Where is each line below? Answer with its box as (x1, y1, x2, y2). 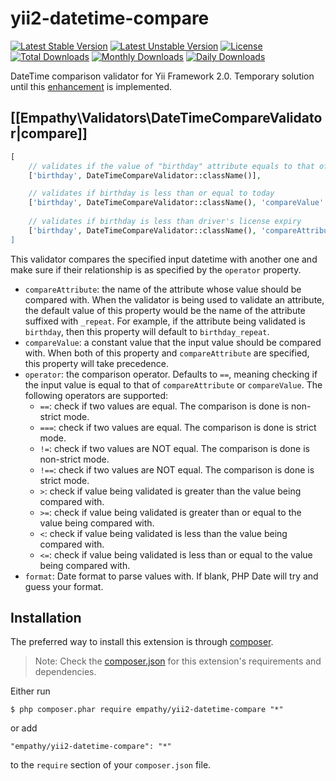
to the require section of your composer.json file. (10, 759, 212, 771)
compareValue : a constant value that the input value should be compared (24, 336, 322, 348)
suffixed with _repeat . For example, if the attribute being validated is (24, 315, 306, 327)
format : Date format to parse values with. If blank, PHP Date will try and (24, 570, 319, 582)
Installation (10, 610, 82, 627)
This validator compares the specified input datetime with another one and (10, 253, 318, 265)
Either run (10, 685, 51, 697)
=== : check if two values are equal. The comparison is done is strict (39, 421, 317, 433)
